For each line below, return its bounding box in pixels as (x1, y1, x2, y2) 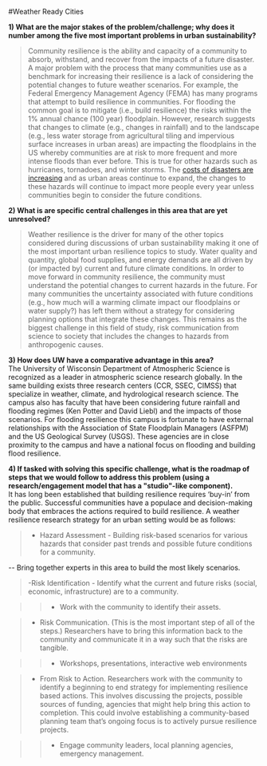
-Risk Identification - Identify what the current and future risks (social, (27, 578, 257, 587)
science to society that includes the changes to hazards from (27, 331, 230, 341)
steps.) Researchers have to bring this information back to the (39, 626, 243, 635)
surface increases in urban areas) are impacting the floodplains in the (27, 140, 257, 148)
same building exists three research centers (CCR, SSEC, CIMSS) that (8, 381, 237, 390)
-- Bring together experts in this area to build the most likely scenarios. (8, 563, 241, 572)
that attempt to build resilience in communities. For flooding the (27, 97, 237, 106)
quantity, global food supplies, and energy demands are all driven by (27, 255, 253, 264)
